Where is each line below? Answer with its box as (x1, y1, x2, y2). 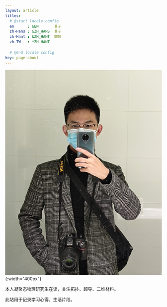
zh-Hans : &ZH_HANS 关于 (9, 29, 62, 34)
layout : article (5, 8, 39, 13)
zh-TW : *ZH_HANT (9, 40, 50, 45)
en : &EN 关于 (9, 24, 62, 29)
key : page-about (5, 55, 39, 60)
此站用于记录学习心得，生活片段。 (5, 297, 75, 303)
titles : (5, 13, 21, 18)
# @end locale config (9, 50, 55, 55)
